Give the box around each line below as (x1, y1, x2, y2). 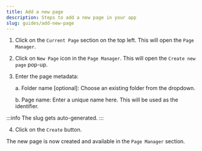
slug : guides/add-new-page (6, 20, 74, 26)
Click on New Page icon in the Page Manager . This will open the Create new (15, 55, 196, 62)
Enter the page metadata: (15, 73, 79, 80)
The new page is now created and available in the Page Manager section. (6, 138, 186, 145)
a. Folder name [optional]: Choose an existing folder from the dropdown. (15, 85, 195, 92)
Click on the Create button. (15, 126, 82, 133)
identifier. (15, 103, 39, 110)
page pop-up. (15, 61, 48, 68)
